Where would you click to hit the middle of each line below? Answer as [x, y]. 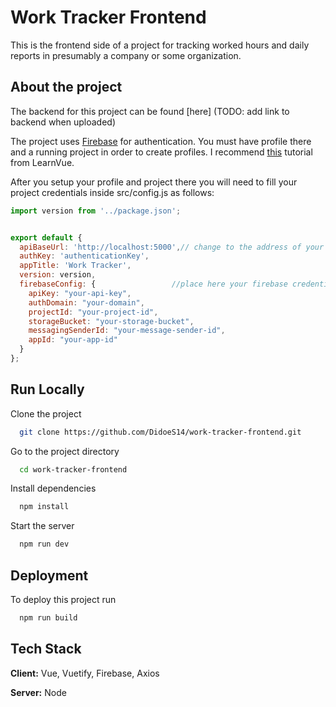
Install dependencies [53, 488]
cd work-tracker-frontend [73, 469]
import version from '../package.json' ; [96, 211]
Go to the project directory [65, 451]
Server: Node [38, 692]
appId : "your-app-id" [73, 340]
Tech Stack [46, 649]
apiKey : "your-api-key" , [80, 293]
